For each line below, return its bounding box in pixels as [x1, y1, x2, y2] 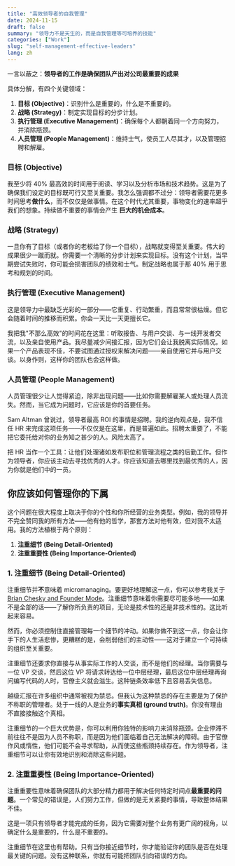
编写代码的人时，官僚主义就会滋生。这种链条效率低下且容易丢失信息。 [13, 677, 215, 685]
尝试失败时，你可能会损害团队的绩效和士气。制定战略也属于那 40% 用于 [13, 260, 221, 269]
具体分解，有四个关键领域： [7, 84, 87, 93]
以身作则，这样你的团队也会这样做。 [19, 355, 124, 363]
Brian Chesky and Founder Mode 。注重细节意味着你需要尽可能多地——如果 [7, 594, 225, 603]
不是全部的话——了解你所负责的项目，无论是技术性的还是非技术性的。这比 [7, 603, 222, 611]
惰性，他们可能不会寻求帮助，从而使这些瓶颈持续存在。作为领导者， [25, 741, 222, 750]
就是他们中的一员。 [19, 466, 75, 474]
